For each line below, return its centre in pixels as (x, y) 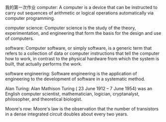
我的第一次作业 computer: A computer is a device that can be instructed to (81, 7)
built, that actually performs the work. (44, 64)
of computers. (20, 38)
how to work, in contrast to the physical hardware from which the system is (82, 59)
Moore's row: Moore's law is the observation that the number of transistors (82, 109)
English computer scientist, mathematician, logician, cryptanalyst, (72, 94)
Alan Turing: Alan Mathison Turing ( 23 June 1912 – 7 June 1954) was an (79, 88)
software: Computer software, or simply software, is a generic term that (79, 48)
